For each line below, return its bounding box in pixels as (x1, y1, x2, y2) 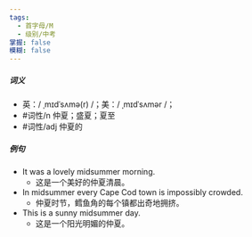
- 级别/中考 (17, 29, 56, 38)
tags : (9, 12, 29, 22)
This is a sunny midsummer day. (21, 208, 141, 218)
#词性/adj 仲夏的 (21, 121, 83, 132)
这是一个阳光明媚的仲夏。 (35, 218, 130, 229)
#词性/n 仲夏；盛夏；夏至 (21, 110, 116, 121)
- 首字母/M (17, 21, 53, 30)
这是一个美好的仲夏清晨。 (35, 177, 130, 188)
